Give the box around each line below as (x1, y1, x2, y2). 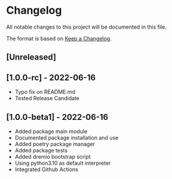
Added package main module (14, 128, 88, 135)
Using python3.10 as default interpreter (14, 159, 111, 166)
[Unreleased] (6, 52, 57, 63)
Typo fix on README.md (14, 88, 76, 95)
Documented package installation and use (14, 134, 119, 141)
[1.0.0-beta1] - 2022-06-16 (6, 112, 109, 122)
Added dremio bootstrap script (14, 153, 91, 160)
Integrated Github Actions (14, 165, 79, 173)
